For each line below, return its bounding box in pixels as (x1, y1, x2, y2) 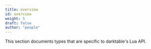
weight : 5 (5, 16, 25, 21)
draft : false (5, 20, 32, 26)
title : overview (5, 7, 38, 12)
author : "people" (5, 25, 41, 30)
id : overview (5, 12, 32, 16)
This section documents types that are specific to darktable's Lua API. (5, 38, 147, 44)
